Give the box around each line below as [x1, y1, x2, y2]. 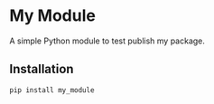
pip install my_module [9, 85, 95, 95]
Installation [9, 61, 74, 77]
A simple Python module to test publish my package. [9, 35, 206, 46]
